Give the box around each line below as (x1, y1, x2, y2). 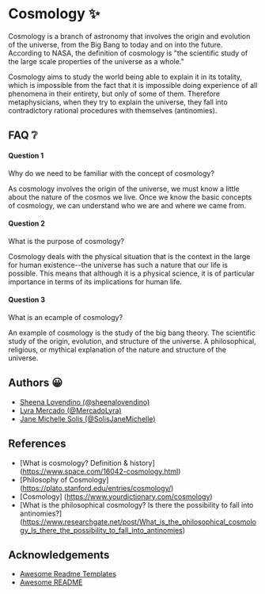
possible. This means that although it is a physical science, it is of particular (8, 268, 255, 278)
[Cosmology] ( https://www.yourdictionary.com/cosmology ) (19, 492, 213, 501)
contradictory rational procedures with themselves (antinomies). (8, 105, 218, 115)
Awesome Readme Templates (19, 569, 117, 579)
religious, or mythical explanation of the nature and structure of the (8, 345, 227, 354)
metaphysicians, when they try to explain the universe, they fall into (8, 97, 228, 107)
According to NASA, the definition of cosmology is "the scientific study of (8, 48, 248, 58)
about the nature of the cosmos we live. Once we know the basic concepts (8, 192, 252, 202)
